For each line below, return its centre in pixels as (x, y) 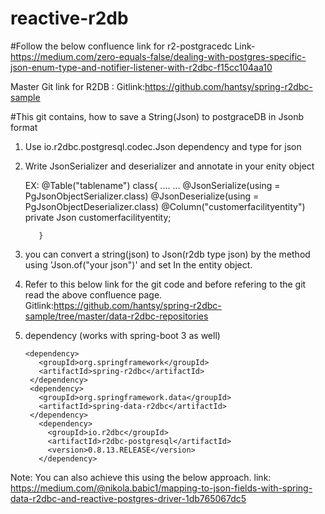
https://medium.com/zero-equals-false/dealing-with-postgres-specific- (158, 56)
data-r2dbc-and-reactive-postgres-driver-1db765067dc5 (128, 498)
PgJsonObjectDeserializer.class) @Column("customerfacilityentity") (165, 206)
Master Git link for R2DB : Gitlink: (78, 86)
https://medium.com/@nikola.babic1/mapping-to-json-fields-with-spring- (161, 488)
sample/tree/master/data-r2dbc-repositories (116, 316)
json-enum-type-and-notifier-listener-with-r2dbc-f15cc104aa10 (141, 67)
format (24, 127)
